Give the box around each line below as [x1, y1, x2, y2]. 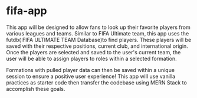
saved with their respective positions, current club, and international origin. [6, 43, 189, 50]
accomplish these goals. [6, 85, 65, 92]
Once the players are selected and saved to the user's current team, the [6, 48, 181, 55]
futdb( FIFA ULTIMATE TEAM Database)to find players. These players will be [6, 36, 192, 43]
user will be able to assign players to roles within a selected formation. [6, 55, 177, 62]
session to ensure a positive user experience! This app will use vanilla [6, 73, 176, 80]
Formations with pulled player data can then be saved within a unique [6, 66, 175, 73]
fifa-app [6, 4, 47, 18]
